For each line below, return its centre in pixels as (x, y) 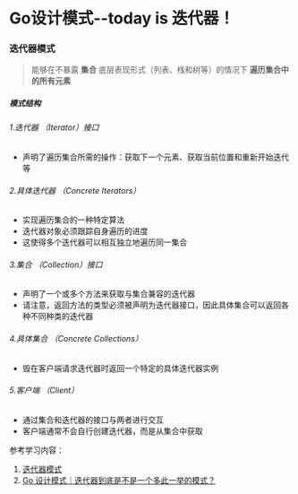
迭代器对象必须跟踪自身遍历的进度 (85, 231)
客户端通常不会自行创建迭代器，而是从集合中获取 (112, 430)
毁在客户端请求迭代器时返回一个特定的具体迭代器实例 (120, 368)
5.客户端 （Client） (44, 390)
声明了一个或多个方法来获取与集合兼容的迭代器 (108, 294)
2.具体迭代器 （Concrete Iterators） (75, 190)
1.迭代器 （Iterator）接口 (54, 127)
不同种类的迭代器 (62, 316)
